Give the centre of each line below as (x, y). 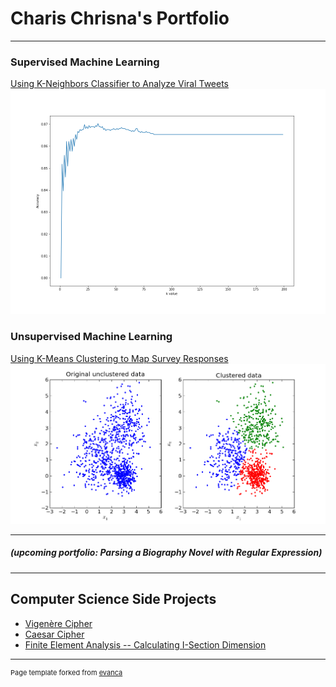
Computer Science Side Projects (113, 599)
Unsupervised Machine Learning (91, 337)
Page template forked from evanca (66, 672)
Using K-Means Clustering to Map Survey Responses (119, 358)
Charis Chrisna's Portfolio (120, 18)
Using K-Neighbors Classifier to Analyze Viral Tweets (120, 84)
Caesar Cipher (54, 634)
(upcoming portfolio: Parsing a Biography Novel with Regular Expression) (166, 553)
